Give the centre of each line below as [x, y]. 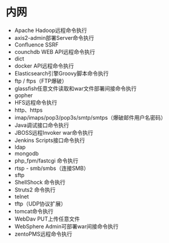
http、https [28, 110]
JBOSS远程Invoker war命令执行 [54, 132]
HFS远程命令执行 [36, 102]
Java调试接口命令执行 [42, 125]
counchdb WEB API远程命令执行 [55, 51]
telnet [22, 196]
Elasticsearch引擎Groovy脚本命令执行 [61, 73]
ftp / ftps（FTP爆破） [41, 81]
